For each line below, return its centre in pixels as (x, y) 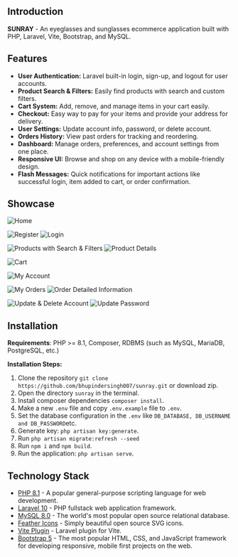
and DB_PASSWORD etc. (47, 423)
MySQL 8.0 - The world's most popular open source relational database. (123, 516)
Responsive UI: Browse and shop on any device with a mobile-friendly (121, 158)
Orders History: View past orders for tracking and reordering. (108, 136)
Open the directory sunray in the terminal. (79, 393)
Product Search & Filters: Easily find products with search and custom (121, 91)
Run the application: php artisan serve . (76, 453)
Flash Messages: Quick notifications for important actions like (109, 174)
